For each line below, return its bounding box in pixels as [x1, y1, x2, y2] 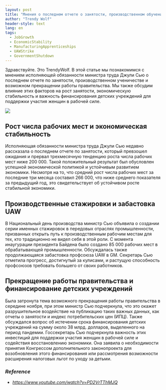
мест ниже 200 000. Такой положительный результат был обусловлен [5, 159, 154, 165]
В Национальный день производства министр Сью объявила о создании [5, 221, 160, 226]
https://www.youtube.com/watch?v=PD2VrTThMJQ [12, 380, 118, 386]
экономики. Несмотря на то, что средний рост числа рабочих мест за [5, 169, 154, 175]
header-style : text [5, 21, 45, 26]
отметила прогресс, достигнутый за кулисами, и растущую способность [5, 257, 160, 263]
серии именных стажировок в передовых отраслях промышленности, [5, 226, 155, 231]
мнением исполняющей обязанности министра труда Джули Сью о [5, 72, 149, 78]
